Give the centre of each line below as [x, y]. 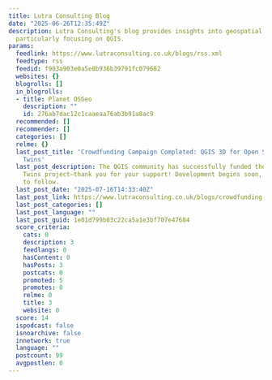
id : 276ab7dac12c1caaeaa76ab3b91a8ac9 [88, 114]
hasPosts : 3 [43, 265]
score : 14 [32, 317]
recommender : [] [43, 129]
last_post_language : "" [55, 212]
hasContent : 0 [47, 257]
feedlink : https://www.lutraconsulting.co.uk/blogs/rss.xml [119, 54]
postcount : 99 [39, 356]
